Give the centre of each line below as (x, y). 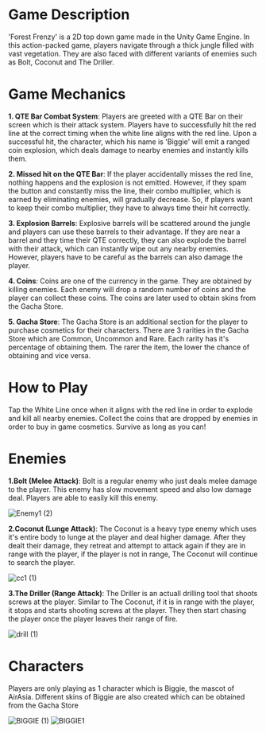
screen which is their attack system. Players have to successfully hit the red (132, 124)
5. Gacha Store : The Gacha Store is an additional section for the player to (128, 322)
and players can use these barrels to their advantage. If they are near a (124, 232)
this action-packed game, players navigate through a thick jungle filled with (131, 45)
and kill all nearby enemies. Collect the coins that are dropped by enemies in (133, 418)
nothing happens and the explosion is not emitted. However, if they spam (128, 182)
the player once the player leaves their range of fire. (93, 618)
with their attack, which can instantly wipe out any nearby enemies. (118, 248)
